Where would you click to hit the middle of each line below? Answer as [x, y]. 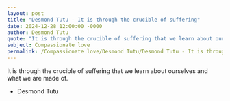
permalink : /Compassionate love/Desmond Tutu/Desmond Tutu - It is [105, 52]
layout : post [26, 13]
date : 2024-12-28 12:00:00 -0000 [55, 26]
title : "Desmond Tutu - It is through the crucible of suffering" [104, 20]
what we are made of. [38, 78]
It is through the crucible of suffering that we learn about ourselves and [108, 71]
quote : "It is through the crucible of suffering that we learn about [110, 39]
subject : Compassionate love [49, 45]
